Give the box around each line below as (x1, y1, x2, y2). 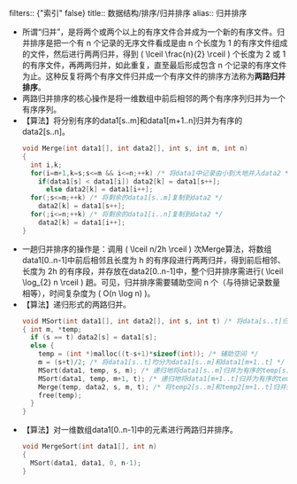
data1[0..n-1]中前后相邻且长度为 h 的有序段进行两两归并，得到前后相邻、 (21, 254, 286, 265)
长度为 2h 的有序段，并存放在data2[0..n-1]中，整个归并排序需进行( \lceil (21, 265, 284, 277)
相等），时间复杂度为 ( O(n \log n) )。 (21, 287, 156, 299)
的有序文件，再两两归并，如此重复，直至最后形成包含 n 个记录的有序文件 (21, 60, 287, 70)
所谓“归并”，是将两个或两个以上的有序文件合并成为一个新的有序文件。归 (21, 27, 286, 37)
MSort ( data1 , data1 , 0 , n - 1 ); (30, 458, 141, 467)
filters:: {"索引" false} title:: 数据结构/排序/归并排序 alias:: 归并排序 (9, 8, 247, 18)
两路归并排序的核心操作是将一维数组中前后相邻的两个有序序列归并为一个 (21, 93, 286, 104)
